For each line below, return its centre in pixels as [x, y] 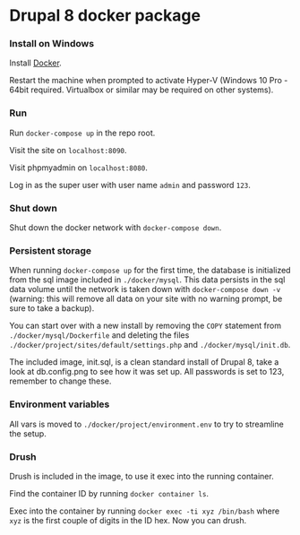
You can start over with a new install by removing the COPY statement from [146, 326]
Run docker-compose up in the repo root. [82, 133]
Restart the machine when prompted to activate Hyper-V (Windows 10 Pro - [149, 81]
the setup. [28, 433]
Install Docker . [36, 63]
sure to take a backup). [52, 308]
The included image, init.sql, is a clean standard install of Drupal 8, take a [144, 362]
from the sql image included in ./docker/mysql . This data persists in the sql [147, 280]
